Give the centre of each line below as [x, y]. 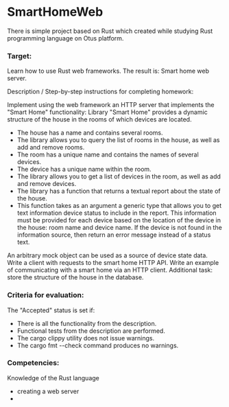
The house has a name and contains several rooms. [90, 133]
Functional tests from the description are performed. [91, 331]
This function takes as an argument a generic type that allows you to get [119, 206]
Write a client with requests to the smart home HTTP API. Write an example [113, 263]
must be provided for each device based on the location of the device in [119, 220]
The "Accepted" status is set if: [51, 310]
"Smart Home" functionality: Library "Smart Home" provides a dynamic [107, 112]
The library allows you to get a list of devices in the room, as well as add [119, 176]
